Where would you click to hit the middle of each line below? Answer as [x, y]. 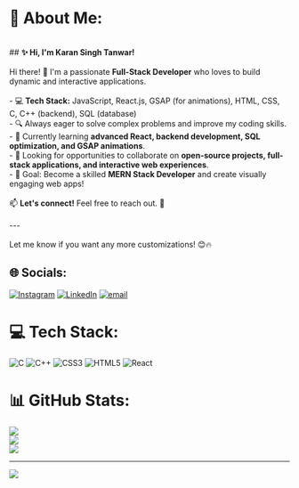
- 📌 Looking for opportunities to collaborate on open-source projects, [137, 155]
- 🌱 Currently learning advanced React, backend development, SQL [135, 136]
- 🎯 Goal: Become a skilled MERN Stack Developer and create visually [138, 174]
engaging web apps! [47, 183]
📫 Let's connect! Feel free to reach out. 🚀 [87, 203]
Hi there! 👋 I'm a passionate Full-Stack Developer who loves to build [135, 71]
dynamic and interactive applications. [78, 81]
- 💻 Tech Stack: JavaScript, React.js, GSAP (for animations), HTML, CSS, [145, 101]
